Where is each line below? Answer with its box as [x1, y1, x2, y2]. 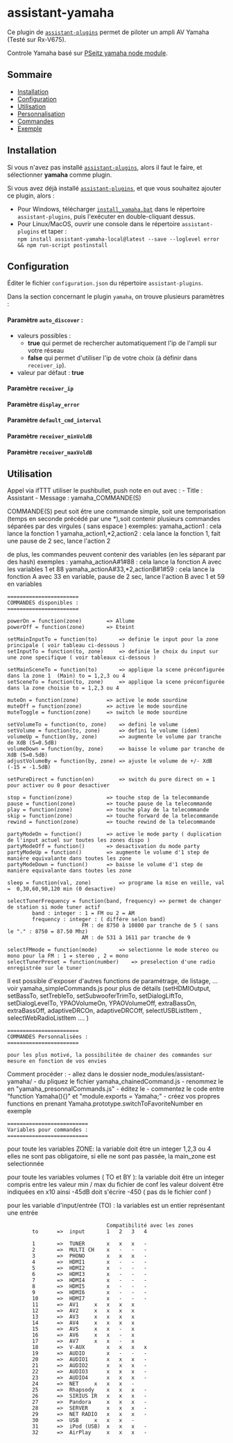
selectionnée [7, 1160, 44, 1168]
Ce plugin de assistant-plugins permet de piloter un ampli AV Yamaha [7, 28, 209, 36]
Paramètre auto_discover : [7, 315, 83, 324]
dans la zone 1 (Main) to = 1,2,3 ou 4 [7, 673, 126, 680]
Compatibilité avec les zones [106, 1222, 194, 1229]
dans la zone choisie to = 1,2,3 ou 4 [7, 685, 119, 692]
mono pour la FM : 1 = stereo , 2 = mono [7, 952, 129, 959]
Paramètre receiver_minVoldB [7, 431, 92, 440]
